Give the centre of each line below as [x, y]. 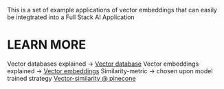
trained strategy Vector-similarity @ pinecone [71, 78]
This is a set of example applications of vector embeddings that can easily [112, 10]
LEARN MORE [47, 45]
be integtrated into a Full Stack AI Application [71, 17]
